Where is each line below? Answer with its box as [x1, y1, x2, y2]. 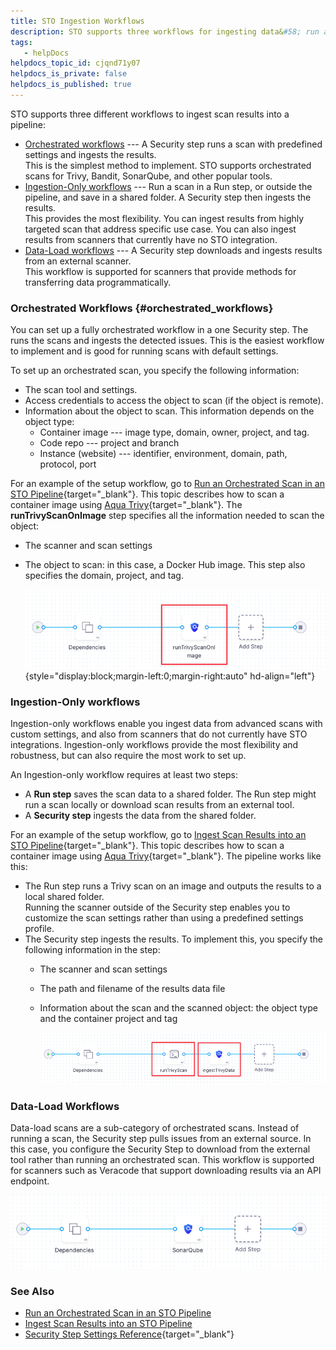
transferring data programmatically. [24, 276, 172, 288]
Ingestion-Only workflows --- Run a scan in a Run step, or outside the [24, 180, 313, 192]
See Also [10, 1284, 55, 1298]
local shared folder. [24, 891, 105, 903]
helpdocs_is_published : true [10, 80, 132, 90]
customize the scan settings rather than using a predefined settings [24, 912, 304, 924]
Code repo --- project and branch [39, 437, 180, 449]
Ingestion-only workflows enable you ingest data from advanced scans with [10, 718, 323, 730]
